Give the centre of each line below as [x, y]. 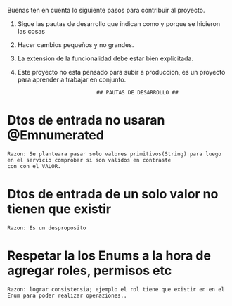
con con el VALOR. [34, 166]
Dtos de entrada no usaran [86, 121]
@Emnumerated [56, 135]
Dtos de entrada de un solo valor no [113, 195]
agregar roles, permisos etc [90, 271]
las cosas [31, 31]
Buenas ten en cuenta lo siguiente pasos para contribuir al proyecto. [106, 10]
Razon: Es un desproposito [47, 228]
